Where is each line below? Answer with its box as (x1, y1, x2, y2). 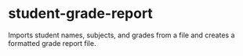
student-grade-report (8, 5, 153, 23)
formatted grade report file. (8, 38, 96, 47)
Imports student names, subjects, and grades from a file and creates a (8, 30, 235, 40)
